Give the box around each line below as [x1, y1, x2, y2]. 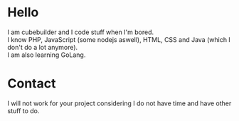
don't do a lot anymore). [7, 43, 78, 51]
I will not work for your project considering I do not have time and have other [7, 99, 232, 107]
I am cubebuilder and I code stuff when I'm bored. [7, 28, 154, 36]
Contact [7, 75, 56, 92]
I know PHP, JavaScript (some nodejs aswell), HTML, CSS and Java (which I [7, 35, 231, 43]
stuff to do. [7, 106, 40, 115]
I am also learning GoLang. [7, 51, 86, 59]
